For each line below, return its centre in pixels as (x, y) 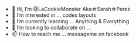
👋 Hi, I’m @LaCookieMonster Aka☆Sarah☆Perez (71, 9)
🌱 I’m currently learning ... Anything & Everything (70, 21)
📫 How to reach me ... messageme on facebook (70, 34)
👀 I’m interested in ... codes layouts (54, 15)
